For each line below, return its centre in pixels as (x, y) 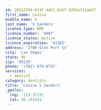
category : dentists (26, 81)
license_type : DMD (24, 29)
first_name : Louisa (26, 15)
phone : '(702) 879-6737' (31, 66)
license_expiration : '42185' (36, 43)
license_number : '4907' (30, 33)
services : (16, 71)
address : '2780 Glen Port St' (37, 48)
